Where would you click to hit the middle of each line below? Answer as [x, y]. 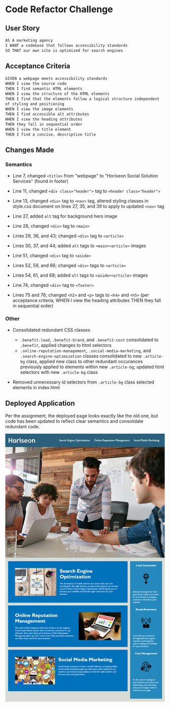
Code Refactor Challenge [59, 9]
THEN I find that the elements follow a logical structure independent [82, 99]
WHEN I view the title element [38, 129]
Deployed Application [40, 404]
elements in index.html [36, 387]
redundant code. [23, 426]
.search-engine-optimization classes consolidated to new [81, 356]
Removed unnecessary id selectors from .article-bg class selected [83, 382]
